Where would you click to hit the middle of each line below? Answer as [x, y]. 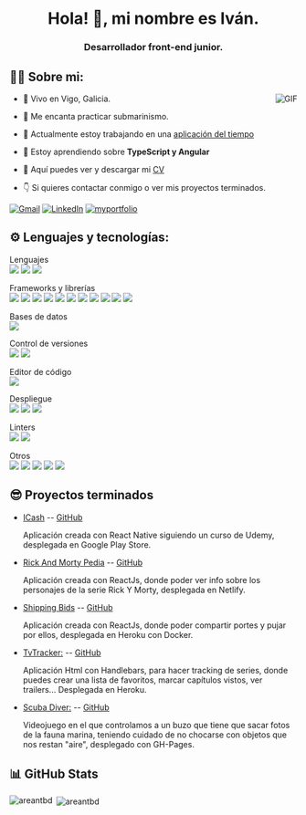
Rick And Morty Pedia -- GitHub [83, 562]
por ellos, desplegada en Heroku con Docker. [108, 634]
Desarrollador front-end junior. [153, 47]
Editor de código [41, 371]
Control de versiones [49, 343]
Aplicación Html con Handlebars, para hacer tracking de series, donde [155, 670]
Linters [22, 427]
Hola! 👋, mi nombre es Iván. [153, 19]
